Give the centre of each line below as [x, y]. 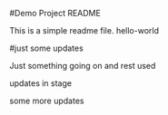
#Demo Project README [55, 13]
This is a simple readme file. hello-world [84, 30]
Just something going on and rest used [83, 66]
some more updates [47, 101]
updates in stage [41, 83]
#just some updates [46, 48]
